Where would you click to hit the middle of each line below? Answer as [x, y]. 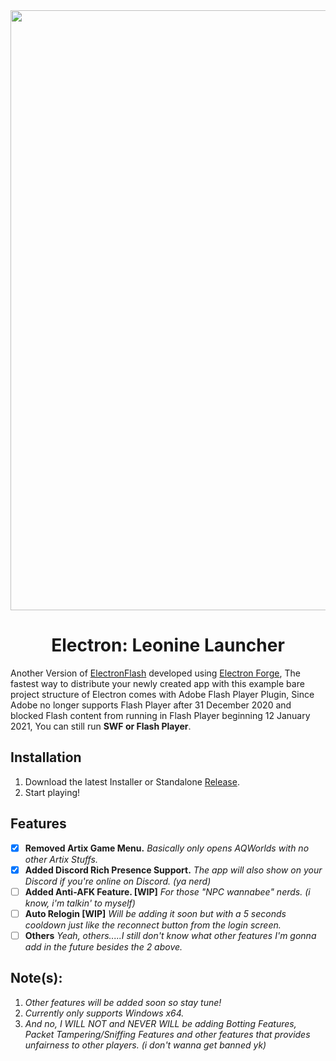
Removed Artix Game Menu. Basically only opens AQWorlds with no [167, 848]
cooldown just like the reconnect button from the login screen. [153, 925]
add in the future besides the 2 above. [103, 946]
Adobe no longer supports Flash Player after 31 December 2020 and [151, 705]
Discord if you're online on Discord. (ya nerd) [118, 881]
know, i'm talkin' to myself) [80, 903]
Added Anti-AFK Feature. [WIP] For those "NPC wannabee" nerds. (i [167, 891]
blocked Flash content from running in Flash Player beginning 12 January [160, 715]
